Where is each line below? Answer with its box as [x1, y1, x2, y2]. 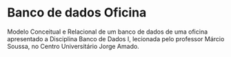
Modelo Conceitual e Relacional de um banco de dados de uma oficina [7, 27, 208, 36]
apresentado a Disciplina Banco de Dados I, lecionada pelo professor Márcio [7, 34, 225, 43]
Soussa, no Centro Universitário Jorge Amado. [7, 42, 139, 50]
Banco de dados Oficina [7, 5, 147, 21]
